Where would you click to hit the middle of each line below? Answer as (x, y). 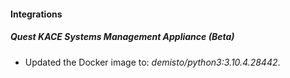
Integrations (36, 14)
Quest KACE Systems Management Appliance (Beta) (122, 37)
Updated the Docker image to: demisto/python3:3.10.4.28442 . (152, 62)
